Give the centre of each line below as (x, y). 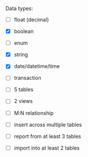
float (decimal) (31, 19)
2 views (23, 101)
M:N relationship (34, 113)
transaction (27, 78)
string (21, 55)
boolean (24, 31)
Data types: (19, 8)
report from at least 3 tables (47, 136)
